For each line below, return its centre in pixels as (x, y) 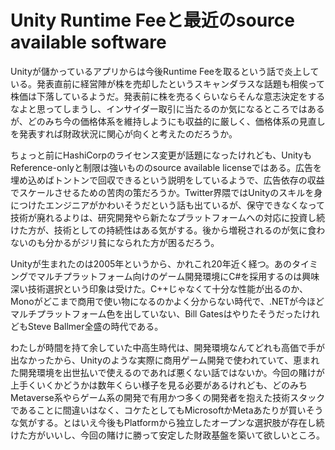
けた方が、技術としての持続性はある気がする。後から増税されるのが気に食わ (168, 230)
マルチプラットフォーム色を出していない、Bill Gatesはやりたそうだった (156, 313)
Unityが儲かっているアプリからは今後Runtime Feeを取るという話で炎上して (165, 71)
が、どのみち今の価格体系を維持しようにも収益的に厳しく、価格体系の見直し (168, 121)
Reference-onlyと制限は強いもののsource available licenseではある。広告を (166, 167)
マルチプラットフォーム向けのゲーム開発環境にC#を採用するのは (169, 276)
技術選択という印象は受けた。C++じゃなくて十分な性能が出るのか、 (168, 288)
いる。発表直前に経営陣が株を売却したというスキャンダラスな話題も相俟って (168, 83)
